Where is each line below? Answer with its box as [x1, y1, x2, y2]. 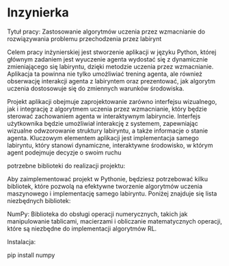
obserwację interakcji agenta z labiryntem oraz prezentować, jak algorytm [7, 77, 215, 85]
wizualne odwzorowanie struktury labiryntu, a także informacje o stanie [7, 127, 208, 135]
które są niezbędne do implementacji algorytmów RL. [7, 224, 157, 232]
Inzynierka [7, 5, 70, 21]
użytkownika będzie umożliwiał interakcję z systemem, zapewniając [7, 119, 198, 127]
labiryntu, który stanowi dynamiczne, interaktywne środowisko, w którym [7, 141, 213, 149]
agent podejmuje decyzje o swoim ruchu [7, 148, 122, 157]
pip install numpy [7, 251, 55, 259]
